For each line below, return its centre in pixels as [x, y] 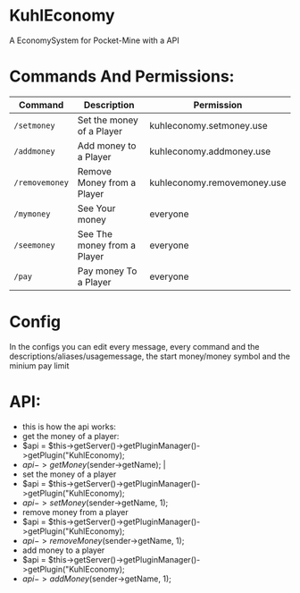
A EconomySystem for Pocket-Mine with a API [95, 40]
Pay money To [107, 271]
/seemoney [34, 245]
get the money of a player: [71, 436]
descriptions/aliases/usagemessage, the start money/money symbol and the [150, 356]
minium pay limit [39, 365]
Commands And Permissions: [122, 76]
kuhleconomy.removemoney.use [218, 182]
